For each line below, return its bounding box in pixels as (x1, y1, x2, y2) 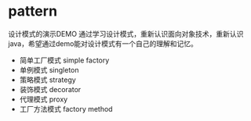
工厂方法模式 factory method (19, 104, 113, 113)
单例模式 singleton (19, 65, 80, 74)
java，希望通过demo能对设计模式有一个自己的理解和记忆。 (8, 38, 198, 48)
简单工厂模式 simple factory (19, 55, 110, 65)
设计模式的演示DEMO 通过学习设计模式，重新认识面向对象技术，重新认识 (8, 29, 244, 38)
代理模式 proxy (19, 94, 68, 104)
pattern (8, 2, 57, 20)
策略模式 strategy (19, 75, 76, 84)
